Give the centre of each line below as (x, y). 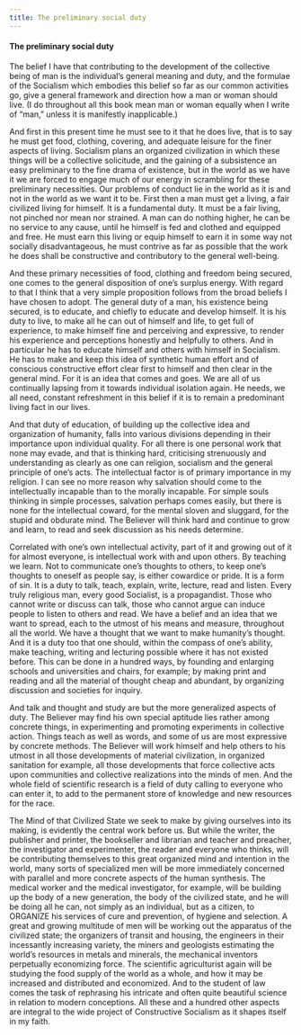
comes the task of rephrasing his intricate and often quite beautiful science (148, 992)
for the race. (32, 803)
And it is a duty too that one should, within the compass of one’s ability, (141, 642)
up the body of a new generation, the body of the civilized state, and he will (149, 897)
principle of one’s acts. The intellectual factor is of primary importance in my (150, 472)
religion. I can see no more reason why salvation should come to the (136, 481)
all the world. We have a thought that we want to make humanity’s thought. (147, 633)
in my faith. (30, 1021)
